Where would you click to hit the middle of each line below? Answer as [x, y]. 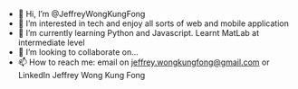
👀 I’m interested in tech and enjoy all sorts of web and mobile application [154, 23]
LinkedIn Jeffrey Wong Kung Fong [82, 75]
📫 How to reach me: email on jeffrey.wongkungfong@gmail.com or [144, 62]
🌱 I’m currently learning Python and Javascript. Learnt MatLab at [139, 33]
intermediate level [51, 42]
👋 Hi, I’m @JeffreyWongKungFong [82, 14]
